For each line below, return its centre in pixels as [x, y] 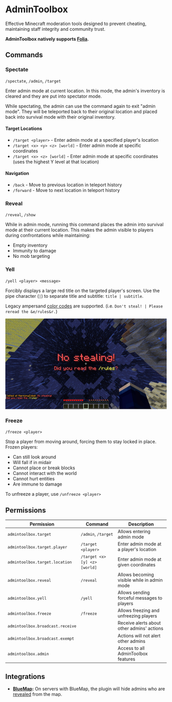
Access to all [131, 648]
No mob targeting [31, 256]
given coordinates [136, 564]
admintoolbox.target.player [37, 547]
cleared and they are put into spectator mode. [54, 96]
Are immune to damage [37, 484]
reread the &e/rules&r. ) [31, 311]
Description [141, 524]
